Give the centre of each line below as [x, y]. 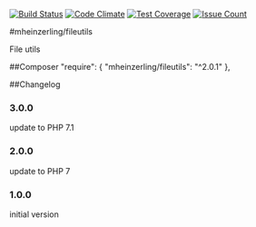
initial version [34, 214]
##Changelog [35, 84]
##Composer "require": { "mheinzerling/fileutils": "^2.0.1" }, [120, 67]
